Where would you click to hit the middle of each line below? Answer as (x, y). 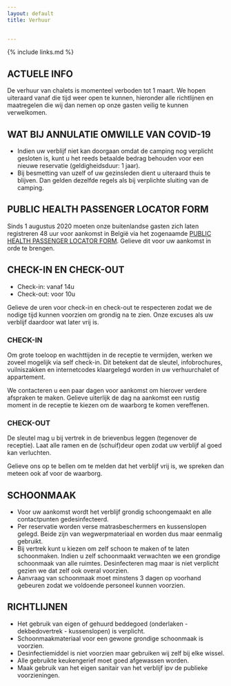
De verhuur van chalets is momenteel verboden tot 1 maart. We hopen (107, 91)
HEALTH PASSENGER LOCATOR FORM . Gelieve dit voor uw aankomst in (109, 241)
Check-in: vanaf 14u (46, 286)
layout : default (30, 13)
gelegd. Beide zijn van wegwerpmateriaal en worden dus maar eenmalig (120, 534)
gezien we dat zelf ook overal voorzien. (73, 571)
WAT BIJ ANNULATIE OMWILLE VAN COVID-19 (109, 135)
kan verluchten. (29, 453)
